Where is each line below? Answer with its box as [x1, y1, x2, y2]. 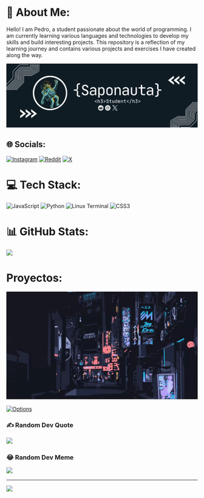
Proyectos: [6, 271, 63, 285]
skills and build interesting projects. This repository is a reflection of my [6, 38, 185, 46]
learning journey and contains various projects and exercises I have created [6, 45, 196, 52]
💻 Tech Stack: [6, 178, 81, 192]
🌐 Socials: [6, 139, 46, 150]
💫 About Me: [6, 5, 70, 19]
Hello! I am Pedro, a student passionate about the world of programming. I [6, 26, 192, 33]
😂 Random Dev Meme [6, 453, 74, 462]
